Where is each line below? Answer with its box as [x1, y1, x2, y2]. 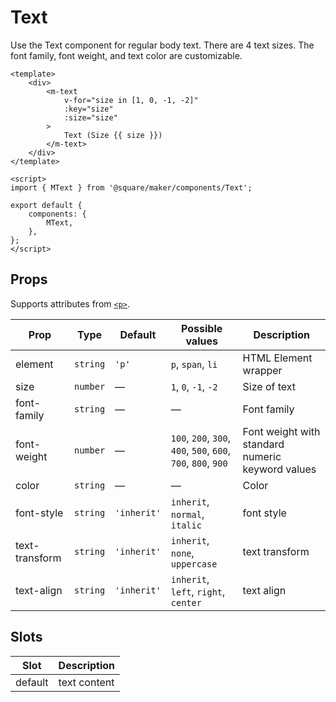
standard [242, 437, 285, 451]
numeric [242, 449, 282, 463]
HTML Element [242, 351, 313, 365]
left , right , [170, 584, 226, 598]
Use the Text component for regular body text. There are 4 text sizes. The [10, 39, 315, 51]
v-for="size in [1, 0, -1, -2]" [63, 95, 199, 105]
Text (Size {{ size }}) [63, 130, 163, 140]
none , [170, 546, 195, 560]
